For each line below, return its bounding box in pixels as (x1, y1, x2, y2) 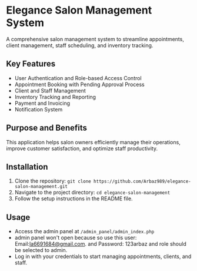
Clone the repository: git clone (14, 177, 91, 184)
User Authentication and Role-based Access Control (14, 74, 142, 81)
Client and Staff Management (14, 87, 86, 94)
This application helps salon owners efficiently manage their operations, (6, 138, 181, 146)
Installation (6, 161, 48, 171)
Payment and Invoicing (14, 100, 71, 107)
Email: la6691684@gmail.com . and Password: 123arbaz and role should (14, 240, 186, 247)
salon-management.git (14, 184, 68, 190)
